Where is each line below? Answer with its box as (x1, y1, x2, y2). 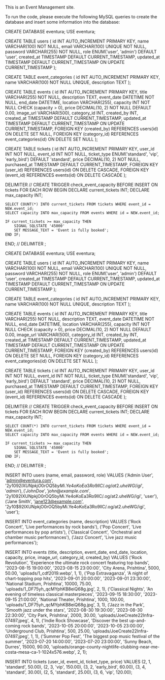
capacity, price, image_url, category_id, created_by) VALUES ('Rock (5, 554, 142, 560)
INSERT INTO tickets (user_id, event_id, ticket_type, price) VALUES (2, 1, (5, 659, 152, 665)
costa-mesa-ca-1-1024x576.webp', (5, 649, 76, 655)
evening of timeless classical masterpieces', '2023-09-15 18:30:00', (5, 591, 143, 597)
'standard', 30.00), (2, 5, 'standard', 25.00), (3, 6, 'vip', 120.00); (5, 669, 132, 675)
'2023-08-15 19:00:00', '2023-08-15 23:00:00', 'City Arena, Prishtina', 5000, (5, 565, 160, 571)
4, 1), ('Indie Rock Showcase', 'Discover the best (31, 618, 129, 623)
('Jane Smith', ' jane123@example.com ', (5, 498, 84, 504)
